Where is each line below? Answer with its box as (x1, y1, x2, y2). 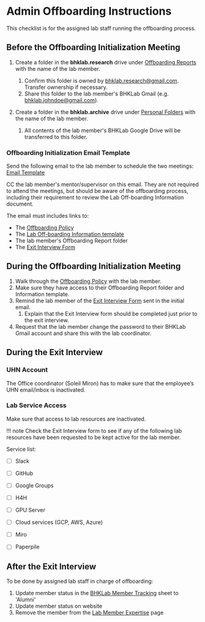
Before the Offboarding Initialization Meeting (6, 42, 181, 53)
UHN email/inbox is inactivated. (6, 386, 86, 393)
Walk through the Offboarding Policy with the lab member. (15, 277, 162, 285)
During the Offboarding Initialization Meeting (6, 261, 181, 272)
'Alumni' (15, 596, 36, 604)
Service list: (6, 445, 36, 452)
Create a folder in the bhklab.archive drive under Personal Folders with (15, 108, 196, 116)
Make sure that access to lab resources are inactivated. (6, 415, 146, 422)
